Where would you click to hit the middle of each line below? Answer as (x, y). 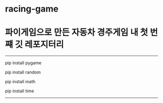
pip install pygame (23, 63)
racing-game (32, 9)
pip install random (23, 72)
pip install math (20, 82)
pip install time (20, 91)
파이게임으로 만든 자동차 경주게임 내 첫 (77, 33)
